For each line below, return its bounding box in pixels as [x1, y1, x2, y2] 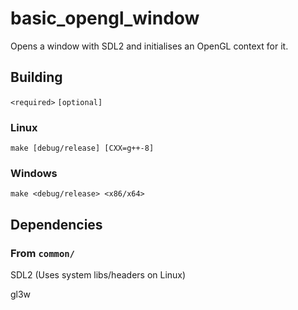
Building [10, 69, 63, 86]
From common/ [10, 246, 75, 260]
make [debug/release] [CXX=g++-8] [10, 143, 155, 154]
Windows [10, 166, 58, 180]
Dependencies [10, 216, 103, 233]
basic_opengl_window [10, 7, 200, 30]
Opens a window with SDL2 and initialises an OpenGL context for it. [10, 40, 289, 52]
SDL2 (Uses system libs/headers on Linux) [10, 269, 187, 281]
